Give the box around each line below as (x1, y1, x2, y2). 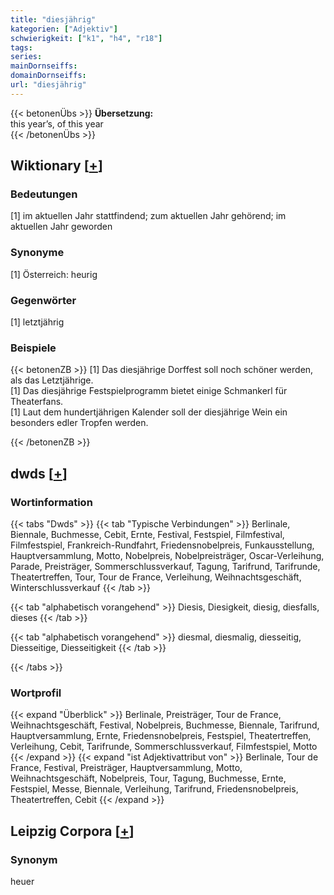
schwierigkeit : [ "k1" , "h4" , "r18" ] (10, 33, 163, 43)
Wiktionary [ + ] (10, 157, 103, 175)
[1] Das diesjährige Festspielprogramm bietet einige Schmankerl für (10, 385, 288, 397)
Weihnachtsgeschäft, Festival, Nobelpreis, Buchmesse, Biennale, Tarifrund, (10, 719, 320, 731)
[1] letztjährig (10, 316, 65, 328)
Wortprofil (10, 686, 62, 700)
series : (10, 52, 43, 62)
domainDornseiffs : (10, 71, 87, 81)
